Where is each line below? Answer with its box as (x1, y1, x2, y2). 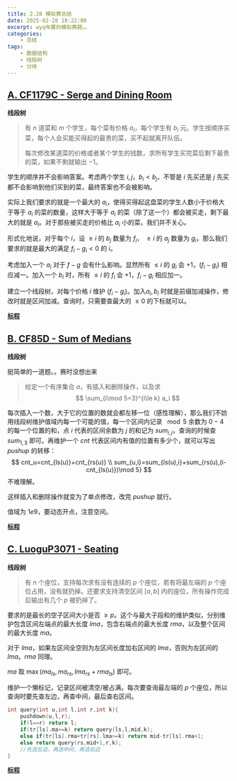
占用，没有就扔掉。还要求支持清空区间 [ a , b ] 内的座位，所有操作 (30, 587, 217, 595)
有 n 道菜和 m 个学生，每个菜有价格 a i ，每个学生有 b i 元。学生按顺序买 (24, 124, 230, 134)
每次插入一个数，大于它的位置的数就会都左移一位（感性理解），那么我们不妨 (7, 409, 228, 417)
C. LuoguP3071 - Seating (7, 544, 119, 556)
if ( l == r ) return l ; (20, 720, 78, 727)
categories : (7, 30, 42, 37)
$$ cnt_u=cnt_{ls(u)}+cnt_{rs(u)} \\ (11, 457, 113, 466)
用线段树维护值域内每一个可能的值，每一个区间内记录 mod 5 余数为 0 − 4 (7, 418, 224, 426)
